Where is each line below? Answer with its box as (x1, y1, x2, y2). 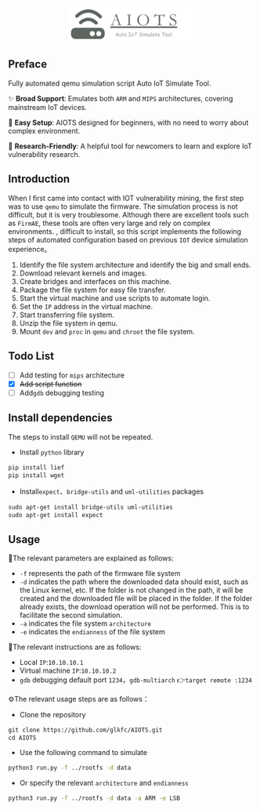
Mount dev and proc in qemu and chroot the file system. (19, 327, 195, 336)
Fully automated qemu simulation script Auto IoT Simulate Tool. (8, 78, 211, 88)
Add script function (19, 379, 82, 389)
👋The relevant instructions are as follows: (8, 642, 142, 652)
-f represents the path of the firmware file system (19, 569, 181, 578)
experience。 (8, 244, 52, 254)
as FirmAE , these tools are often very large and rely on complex (8, 218, 211, 228)
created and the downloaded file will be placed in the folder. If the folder (19, 594, 253, 604)
